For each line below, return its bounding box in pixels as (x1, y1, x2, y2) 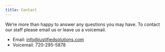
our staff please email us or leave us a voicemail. (5, 26, 107, 33)
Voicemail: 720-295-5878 (12, 41, 66, 48)
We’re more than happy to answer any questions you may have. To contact (5, 21, 160, 27)
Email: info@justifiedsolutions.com (12, 36, 84, 42)
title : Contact (5, 7, 37, 13)
